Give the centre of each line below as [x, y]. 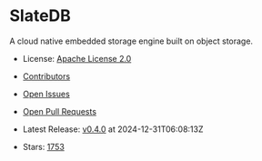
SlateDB [40, 16]
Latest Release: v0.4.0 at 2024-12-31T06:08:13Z [113, 129]
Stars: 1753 [44, 146]
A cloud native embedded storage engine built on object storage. [131, 41]
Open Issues [46, 94]
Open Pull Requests [60, 111]
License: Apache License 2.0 [77, 58]
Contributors [46, 76]
